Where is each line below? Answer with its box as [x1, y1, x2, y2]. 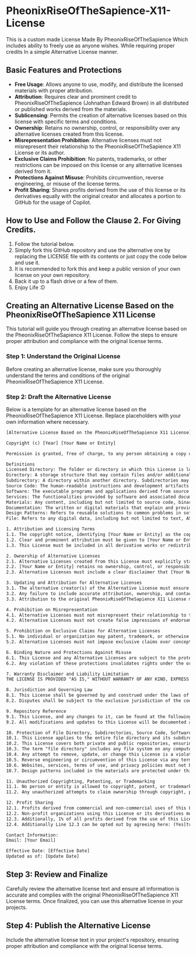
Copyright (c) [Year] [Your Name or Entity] [6, 440, 116, 446]
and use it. [14, 259, 40, 266]
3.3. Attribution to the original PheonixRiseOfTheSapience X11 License [6, 596, 187, 602]
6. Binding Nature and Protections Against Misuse [6, 649, 132, 655]
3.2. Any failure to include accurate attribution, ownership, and [6, 590, 174, 597]
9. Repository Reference [6, 708, 66, 714]
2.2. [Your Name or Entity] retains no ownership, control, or [6, 564, 163, 570]
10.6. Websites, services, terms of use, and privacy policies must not [6, 762, 187, 768]
